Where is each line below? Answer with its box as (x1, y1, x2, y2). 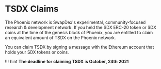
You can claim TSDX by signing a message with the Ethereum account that (5, 44, 154, 50)
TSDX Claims (5, 3, 59, 14)
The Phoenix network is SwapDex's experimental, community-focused (5, 19, 146, 25)
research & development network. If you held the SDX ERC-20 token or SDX (5, 24, 157, 30)
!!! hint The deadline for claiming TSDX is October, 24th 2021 (5, 58, 129, 64)
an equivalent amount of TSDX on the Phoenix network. (5, 35, 116, 41)
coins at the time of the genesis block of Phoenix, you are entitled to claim (5, 29, 153, 35)
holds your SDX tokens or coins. (5, 49, 69, 55)
